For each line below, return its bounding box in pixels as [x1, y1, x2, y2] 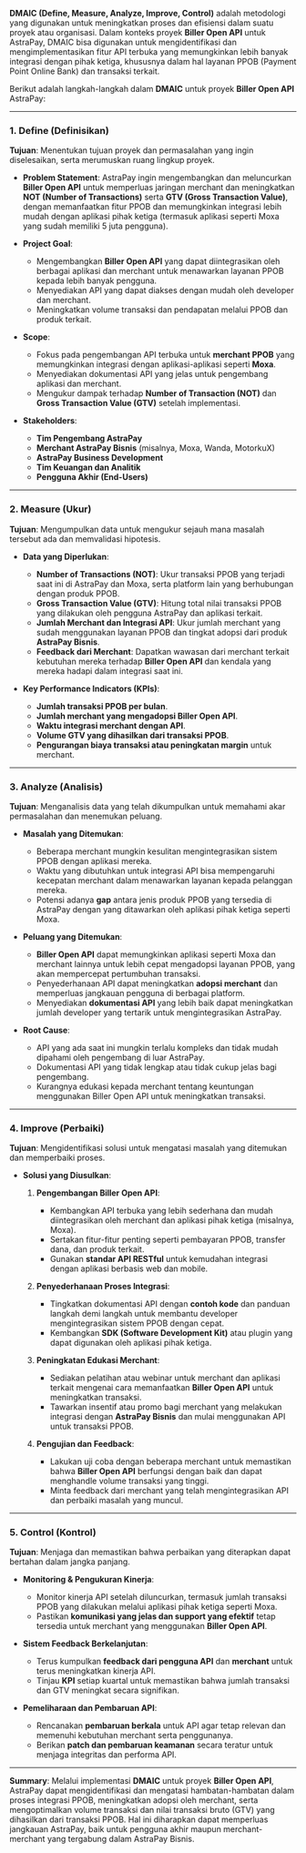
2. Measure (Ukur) [9, 503, 92, 515]
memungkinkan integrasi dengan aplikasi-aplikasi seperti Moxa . [36, 359, 276, 370]
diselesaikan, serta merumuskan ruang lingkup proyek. [9, 155, 216, 166]
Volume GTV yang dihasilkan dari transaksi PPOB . [36, 729, 229, 740]
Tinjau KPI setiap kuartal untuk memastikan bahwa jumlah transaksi [36, 1675, 290, 1686]
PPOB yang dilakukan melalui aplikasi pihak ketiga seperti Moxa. [36, 1602, 278, 1613]
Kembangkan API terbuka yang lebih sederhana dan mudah [49, 1206, 273, 1217]
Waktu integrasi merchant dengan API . [36, 719, 187, 731]
